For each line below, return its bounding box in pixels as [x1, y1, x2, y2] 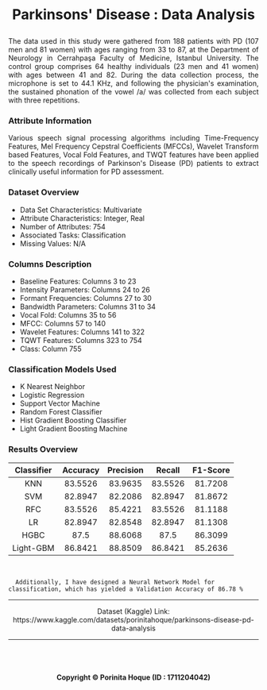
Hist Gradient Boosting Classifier [19, 415, 127, 426]
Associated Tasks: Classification [19, 230, 126, 240]
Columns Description [8, 258, 92, 269]
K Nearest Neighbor [19, 382, 86, 391]
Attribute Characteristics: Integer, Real [19, 213, 145, 223]
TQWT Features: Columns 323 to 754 [19, 336, 143, 345]
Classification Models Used [8, 364, 117, 375]
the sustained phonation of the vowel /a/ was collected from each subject [8, 87, 259, 97]
